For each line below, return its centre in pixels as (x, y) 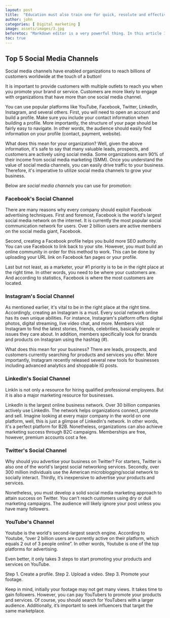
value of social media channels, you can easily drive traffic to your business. (85, 165)
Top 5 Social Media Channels (52, 59)
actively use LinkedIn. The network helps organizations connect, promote (82, 410)
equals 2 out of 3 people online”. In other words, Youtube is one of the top (82, 544)
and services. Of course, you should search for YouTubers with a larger (80, 600)
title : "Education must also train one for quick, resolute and (75, 15)
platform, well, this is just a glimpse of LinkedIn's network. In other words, (82, 421)
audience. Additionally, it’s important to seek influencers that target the (79, 605)
